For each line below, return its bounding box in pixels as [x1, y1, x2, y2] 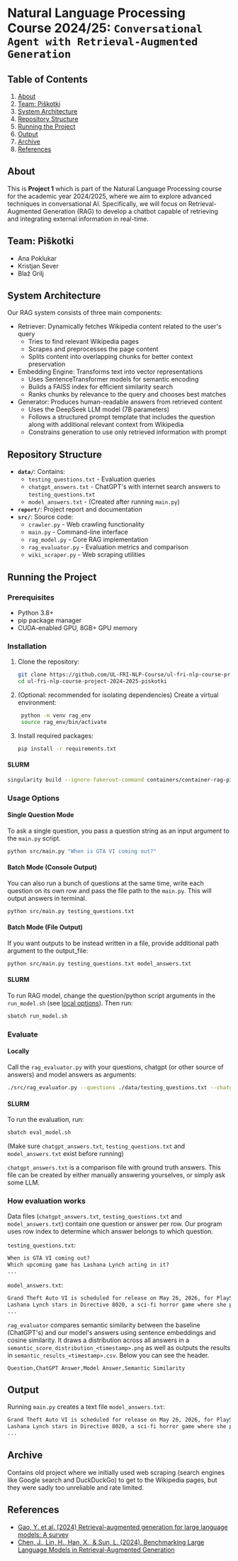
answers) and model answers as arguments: [7, 1071, 137, 1079]
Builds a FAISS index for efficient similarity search [28, 382, 174, 391]
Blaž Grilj [17, 269, 44, 278]
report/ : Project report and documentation [17, 505, 143, 514]
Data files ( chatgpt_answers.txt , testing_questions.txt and [7, 1212, 182, 1221]
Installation [7, 641, 47, 651]
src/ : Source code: [17, 513, 74, 522]
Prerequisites [7, 592, 55, 602]
